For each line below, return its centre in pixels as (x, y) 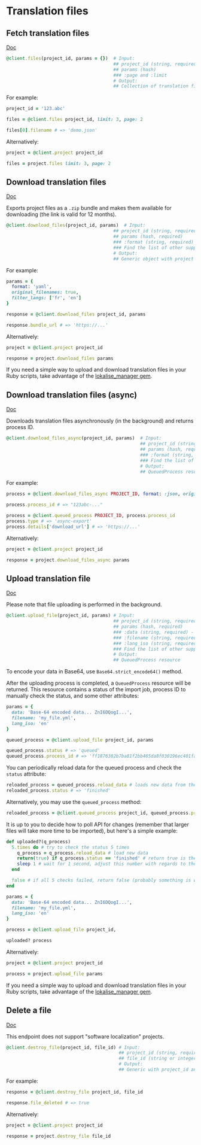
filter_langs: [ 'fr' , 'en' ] (47, 298)
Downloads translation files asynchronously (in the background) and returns (100, 421)
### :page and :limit (140, 75)
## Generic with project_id (153, 1070)
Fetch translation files (48, 33)
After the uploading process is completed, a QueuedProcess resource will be (99, 683)
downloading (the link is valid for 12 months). (61, 214)
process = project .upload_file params (54, 974)
